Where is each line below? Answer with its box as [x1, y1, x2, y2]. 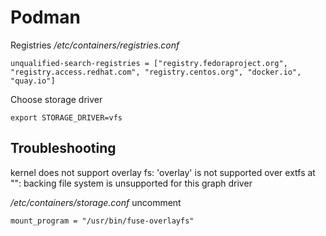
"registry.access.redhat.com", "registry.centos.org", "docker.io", [10, 67, 302, 77]
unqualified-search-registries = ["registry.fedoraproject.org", [10, 58, 288, 68]
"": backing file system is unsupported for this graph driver [10, 177, 253, 189]
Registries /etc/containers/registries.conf [10, 39, 180, 51]
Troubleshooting [10, 140, 117, 157]
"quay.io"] [10, 76, 56, 86]
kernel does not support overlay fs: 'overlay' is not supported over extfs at [10, 166, 316, 178]
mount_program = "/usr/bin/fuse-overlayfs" [10, 216, 195, 226]
